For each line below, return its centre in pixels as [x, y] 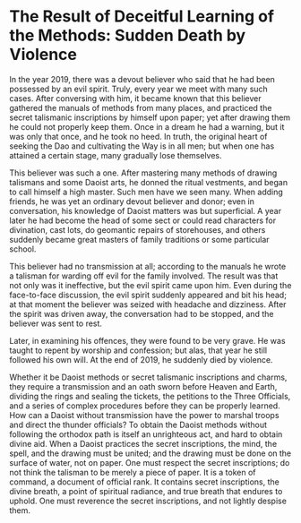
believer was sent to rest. [56, 323]
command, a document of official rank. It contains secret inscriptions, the [144, 482]
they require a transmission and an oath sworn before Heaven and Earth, [143, 386]
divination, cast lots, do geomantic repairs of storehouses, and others [138, 229]
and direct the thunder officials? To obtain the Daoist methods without [138, 424]
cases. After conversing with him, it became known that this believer [135, 98]
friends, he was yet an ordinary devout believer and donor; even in [132, 201]
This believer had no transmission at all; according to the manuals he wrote [148, 266]
